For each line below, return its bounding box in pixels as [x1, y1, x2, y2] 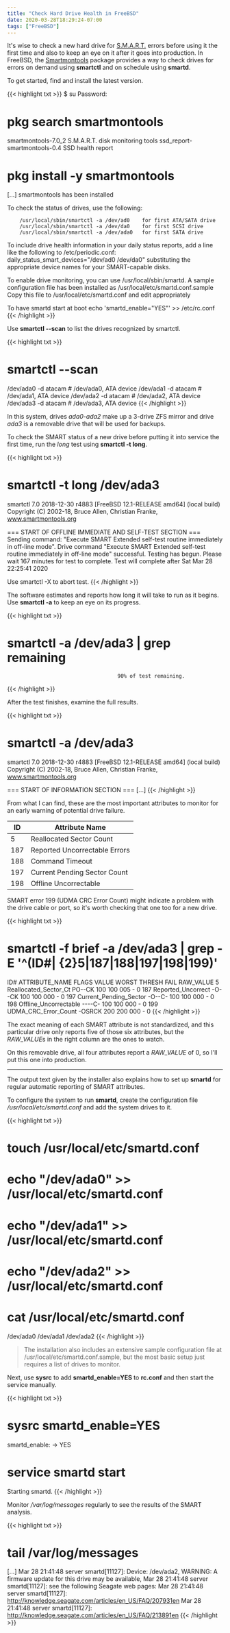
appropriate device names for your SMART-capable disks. [7, 263, 171, 271]
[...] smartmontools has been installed [7, 191, 114, 199]
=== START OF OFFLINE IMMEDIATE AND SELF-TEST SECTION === [7, 528, 201, 537]
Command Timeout [30, 857, 92, 865]
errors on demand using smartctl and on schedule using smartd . [7, 63, 191, 72]
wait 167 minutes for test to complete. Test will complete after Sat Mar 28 [7, 557, 214, 565]
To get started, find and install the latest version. [7, 77, 144, 85]
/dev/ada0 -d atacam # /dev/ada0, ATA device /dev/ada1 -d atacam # [7, 384, 202, 393]
